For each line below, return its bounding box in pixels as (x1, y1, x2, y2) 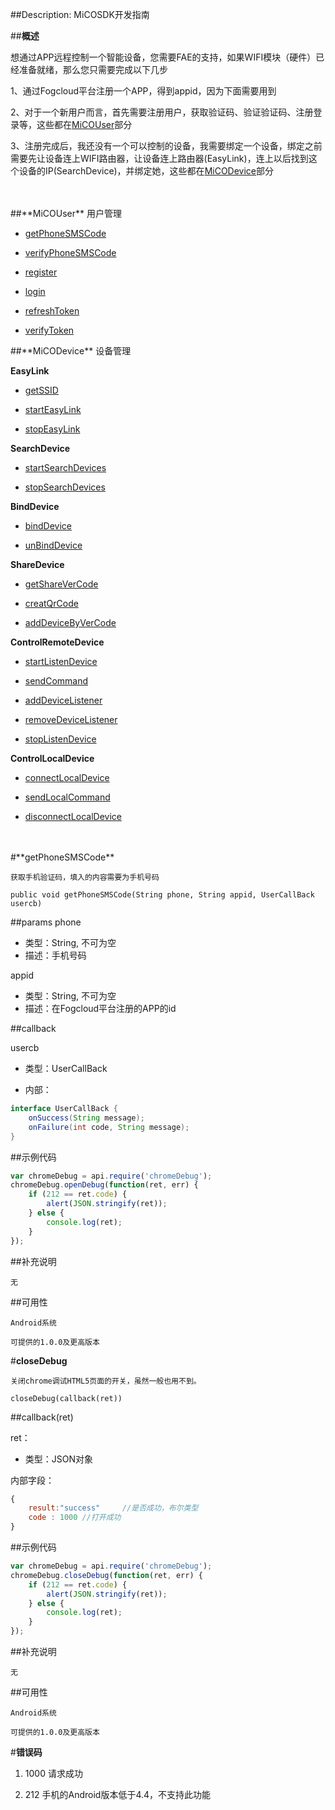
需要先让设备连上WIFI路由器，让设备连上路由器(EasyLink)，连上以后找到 (10, 153, 309, 164)
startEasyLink (24, 404, 82, 415)
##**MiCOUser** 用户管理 (10, 208, 122, 219)
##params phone (10, 916, 82, 928)
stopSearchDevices (24, 481, 106, 493)
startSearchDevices (24, 462, 107, 473)
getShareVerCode (24, 578, 99, 590)
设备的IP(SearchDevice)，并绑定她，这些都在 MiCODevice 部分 (18, 165, 275, 177)
